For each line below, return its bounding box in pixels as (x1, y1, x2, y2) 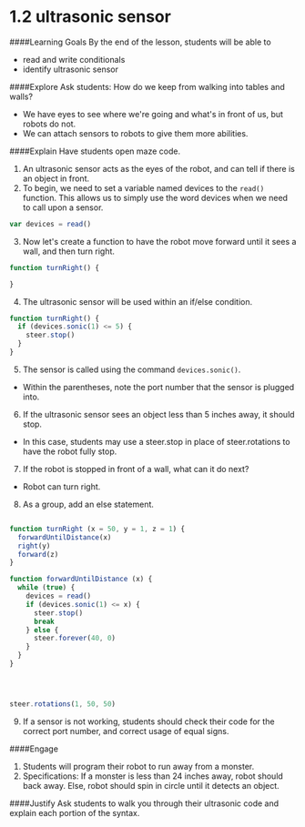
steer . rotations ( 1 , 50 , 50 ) (9, 699, 117, 709)
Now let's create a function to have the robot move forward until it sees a (22, 236, 297, 247)
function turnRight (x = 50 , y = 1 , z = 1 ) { (9, 524, 186, 533)
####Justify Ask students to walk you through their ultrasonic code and (9, 798, 280, 809)
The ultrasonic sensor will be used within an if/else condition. (22, 296, 253, 307)
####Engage (9, 743, 59, 754)
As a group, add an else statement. (22, 499, 155, 509)
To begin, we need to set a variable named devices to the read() (22, 182, 265, 193)
